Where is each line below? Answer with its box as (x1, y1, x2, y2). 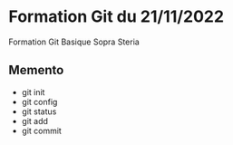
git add (21, 115, 49, 126)
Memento (8, 63, 64, 78)
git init (21, 86, 45, 97)
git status (21, 106, 57, 117)
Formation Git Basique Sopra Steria (8, 36, 140, 47)
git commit (21, 125, 63, 136)
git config (21, 96, 58, 107)
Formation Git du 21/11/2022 (8, 6, 224, 27)
